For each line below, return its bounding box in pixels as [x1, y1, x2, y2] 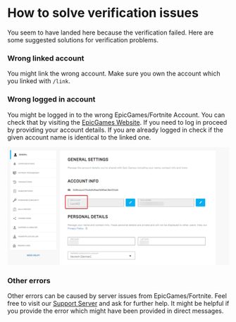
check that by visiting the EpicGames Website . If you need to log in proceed [7, 118, 228, 126]
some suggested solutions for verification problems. [7, 35, 159, 44]
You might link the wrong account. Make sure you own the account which [7, 69, 221, 78]
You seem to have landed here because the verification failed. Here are [7, 28, 213, 37]
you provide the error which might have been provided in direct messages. [7, 306, 224, 315]
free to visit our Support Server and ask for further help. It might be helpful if [7, 299, 230, 308]
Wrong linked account [7, 53, 85, 63]
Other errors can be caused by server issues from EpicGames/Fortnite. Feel [7, 292, 228, 300]
